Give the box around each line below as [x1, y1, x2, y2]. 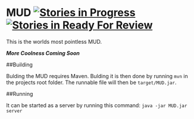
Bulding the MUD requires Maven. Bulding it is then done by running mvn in [6, 72, 189, 79]
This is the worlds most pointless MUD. [6, 38, 102, 45]
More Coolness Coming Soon [6, 49, 80, 56]
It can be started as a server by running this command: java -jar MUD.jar [6, 101, 187, 109]
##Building [6, 61, 33, 68]
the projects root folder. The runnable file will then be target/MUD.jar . [6, 79, 177, 86]
